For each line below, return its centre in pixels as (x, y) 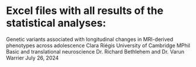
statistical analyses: (56, 23)
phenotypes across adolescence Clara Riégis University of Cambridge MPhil (98, 45)
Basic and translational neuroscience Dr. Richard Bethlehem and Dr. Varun (95, 51)
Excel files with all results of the (85, 11)
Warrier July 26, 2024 (32, 58)
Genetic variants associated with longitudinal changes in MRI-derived (90, 39)
